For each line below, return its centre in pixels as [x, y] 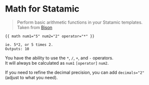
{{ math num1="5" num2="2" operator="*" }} [50, 36]
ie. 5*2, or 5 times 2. [29, 44]
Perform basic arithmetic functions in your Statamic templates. [80, 22]
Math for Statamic [42, 9]
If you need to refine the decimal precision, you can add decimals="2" [75, 72]
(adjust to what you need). [31, 77]
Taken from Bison [35, 27]
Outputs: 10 [17, 49]
